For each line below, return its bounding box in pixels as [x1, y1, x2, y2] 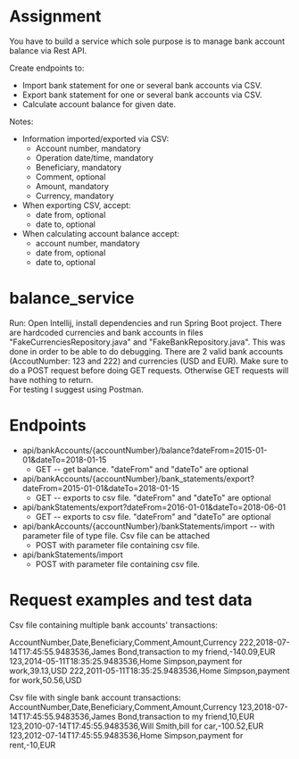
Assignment [9, 6, 102, 27]
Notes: [9, 116, 34, 127]
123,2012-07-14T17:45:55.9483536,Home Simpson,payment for [9, 730, 244, 740]
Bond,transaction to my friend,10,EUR [117, 711, 255, 721]
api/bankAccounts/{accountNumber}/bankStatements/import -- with [21, 521, 275, 531]
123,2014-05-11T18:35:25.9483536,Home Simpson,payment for [9, 655, 243, 666]
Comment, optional [35, 171, 106, 182]
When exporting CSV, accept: [21, 199, 131, 211]
